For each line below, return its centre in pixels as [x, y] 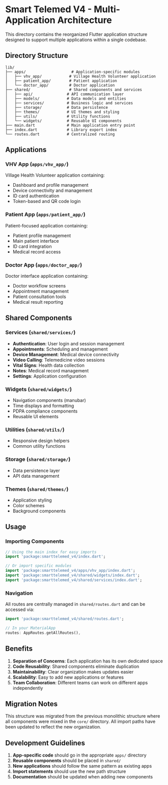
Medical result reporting [38, 302]
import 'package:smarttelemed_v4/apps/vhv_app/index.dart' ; [71, 571]
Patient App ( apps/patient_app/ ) [45, 215]
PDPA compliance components [45, 411]
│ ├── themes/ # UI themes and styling [62, 112]
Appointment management [40, 292]
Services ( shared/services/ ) [40, 333]
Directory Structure [37, 56]
